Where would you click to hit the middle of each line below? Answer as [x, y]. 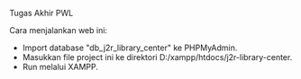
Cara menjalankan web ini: [59, 30]
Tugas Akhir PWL [41, 13]
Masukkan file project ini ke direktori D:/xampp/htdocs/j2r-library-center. [157, 57]
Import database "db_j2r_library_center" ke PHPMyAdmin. [130, 48]
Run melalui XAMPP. [60, 67]
